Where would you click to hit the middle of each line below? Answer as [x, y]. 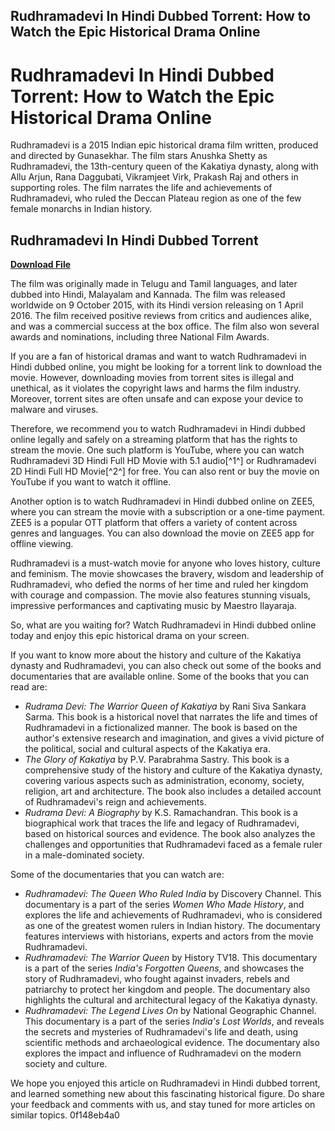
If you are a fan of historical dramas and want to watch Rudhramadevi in [158, 356]
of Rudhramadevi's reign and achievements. [115, 802]
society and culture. [66, 1064]
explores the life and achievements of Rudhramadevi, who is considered [173, 915]
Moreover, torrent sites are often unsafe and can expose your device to [157, 399]
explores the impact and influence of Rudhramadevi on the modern [163, 1053]
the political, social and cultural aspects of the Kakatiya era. [147, 749]
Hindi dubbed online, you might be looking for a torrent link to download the [166, 367]
